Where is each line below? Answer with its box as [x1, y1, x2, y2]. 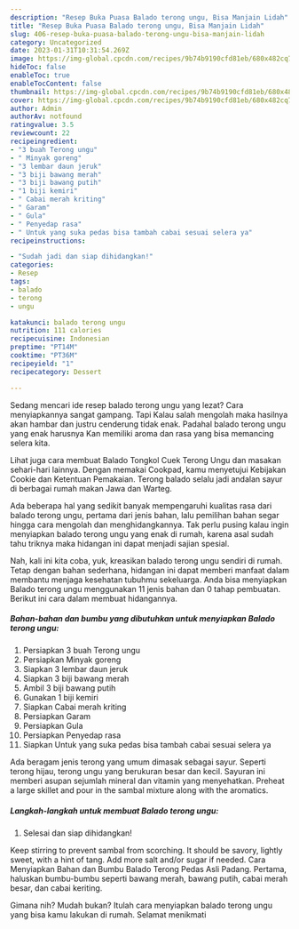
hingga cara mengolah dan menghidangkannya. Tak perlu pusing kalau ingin [10, 519, 289, 530]
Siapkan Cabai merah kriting [22, 701, 127, 712]
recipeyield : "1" [10, 359, 75, 368]
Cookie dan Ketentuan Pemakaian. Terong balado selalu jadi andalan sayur [10, 473, 283, 485]
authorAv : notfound [10, 112, 83, 121]
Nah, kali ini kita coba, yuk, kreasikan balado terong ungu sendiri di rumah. [10, 555, 283, 565]
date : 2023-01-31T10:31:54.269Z [10, 46, 130, 55]
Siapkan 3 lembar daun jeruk [22, 664, 129, 675]
